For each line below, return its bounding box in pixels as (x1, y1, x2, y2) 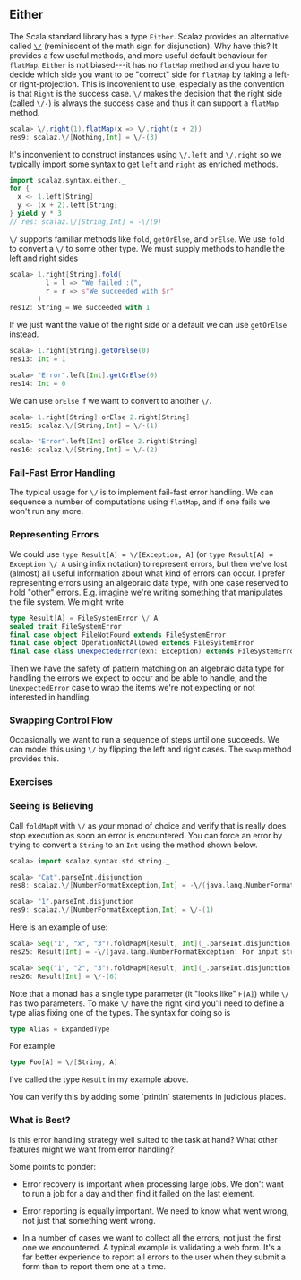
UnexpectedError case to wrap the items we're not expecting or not (9, 683, 255, 693)
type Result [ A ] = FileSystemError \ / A (9, 614, 159, 623)
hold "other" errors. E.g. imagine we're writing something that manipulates (9, 587, 284, 597)
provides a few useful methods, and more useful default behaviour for (9, 49, 268, 61)
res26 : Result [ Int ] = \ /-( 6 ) (9, 972, 118, 981)
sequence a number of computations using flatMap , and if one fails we (9, 496, 271, 507)
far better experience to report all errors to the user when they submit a (21, 1251, 287, 1262)
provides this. (9, 753, 60, 764)
